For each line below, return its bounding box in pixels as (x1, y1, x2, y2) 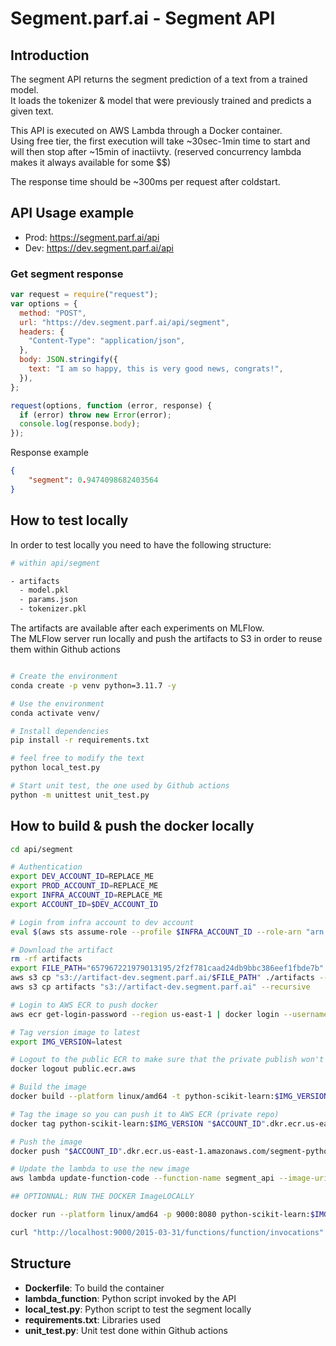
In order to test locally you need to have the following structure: (10, 538, 272, 551)
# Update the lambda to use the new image (10, 1164, 190, 1174)
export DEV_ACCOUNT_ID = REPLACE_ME (10, 872, 155, 882)
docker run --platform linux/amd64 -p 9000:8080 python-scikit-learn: (10, 1210, 311, 1220)
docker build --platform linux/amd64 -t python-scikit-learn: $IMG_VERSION (10, 1092, 329, 1102)
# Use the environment (10, 698, 105, 709)
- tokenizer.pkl (19, 604, 87, 614)
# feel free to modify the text (10, 753, 145, 764)
